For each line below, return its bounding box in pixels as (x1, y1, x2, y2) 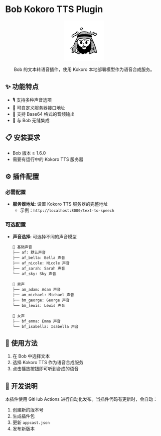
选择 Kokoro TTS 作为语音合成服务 (12, 360, 84, 366)
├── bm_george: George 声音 (12, 298, 70, 303)
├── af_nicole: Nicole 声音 (12, 260, 70, 266)
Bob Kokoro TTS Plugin (5, 4, 103, 15)
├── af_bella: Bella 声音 (12, 255, 65, 260)
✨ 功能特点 (5, 82, 39, 91)
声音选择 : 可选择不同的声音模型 (12, 233, 77, 239)
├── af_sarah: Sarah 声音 (12, 266, 65, 271)
